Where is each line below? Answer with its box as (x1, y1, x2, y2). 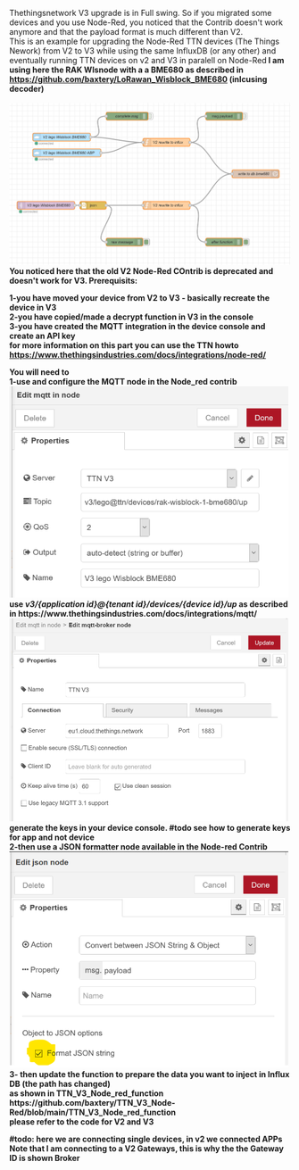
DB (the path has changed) (9, 1078, 112, 1089)
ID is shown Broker (9, 1152, 80, 1163)
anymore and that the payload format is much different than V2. (9, 27, 244, 37)
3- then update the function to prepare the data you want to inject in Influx (9, 1068, 290, 1079)
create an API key (9, 330, 76, 341)
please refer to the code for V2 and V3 (9, 1116, 154, 1127)
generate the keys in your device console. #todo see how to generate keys (9, 822, 291, 833)
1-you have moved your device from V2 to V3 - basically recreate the (9, 292, 270, 303)
